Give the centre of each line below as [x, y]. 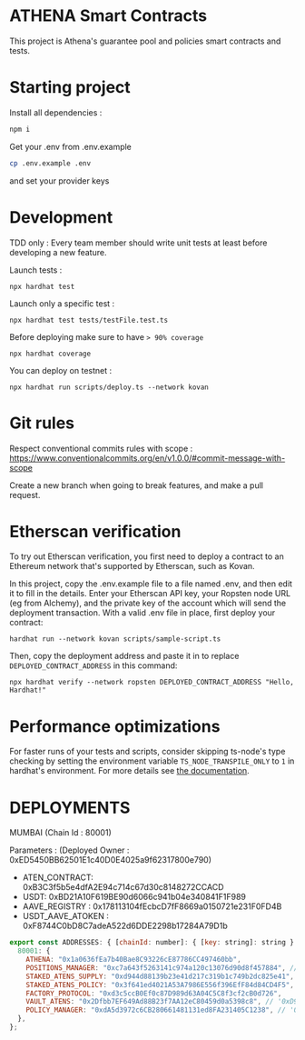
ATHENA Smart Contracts [108, 16]
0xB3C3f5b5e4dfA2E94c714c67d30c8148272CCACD [123, 887]
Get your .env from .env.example [70, 146]
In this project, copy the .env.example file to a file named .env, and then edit [151, 584]
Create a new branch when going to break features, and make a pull [136, 485]
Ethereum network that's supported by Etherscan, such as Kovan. [133, 566]
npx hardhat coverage [50, 354]
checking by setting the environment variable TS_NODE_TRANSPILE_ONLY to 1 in [152, 761]
